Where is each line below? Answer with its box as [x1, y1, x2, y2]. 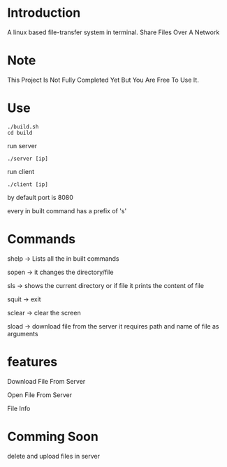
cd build [7, 129, 33, 136]
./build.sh [7, 123, 39, 130]
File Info [7, 404, 31, 412]
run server [7, 141, 37, 150]
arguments [7, 329, 38, 338]
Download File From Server [7, 377, 86, 385]
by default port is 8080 [7, 193, 73, 201]
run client [7, 167, 35, 175]
